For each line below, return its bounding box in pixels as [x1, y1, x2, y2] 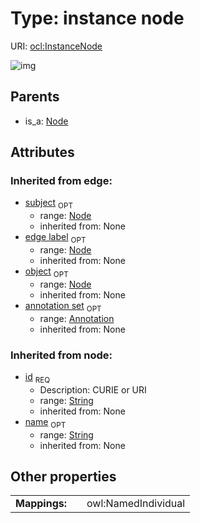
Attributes [10, 144, 75, 161]
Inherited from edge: [10, 174, 113, 188]
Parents [10, 88, 60, 106]
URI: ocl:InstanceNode [10, 40, 103, 52]
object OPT [24, 265, 69, 279]
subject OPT [24, 197, 73, 211]
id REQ [24, 370, 51, 385]
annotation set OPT [24, 299, 102, 314]
